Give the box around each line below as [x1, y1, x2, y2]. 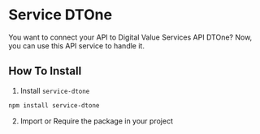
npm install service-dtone [8, 101, 100, 110]
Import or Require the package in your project [19, 115, 173, 126]
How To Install [8, 65, 82, 78]
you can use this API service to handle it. [8, 40, 145, 50]
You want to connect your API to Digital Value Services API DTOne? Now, [8, 32, 253, 42]
